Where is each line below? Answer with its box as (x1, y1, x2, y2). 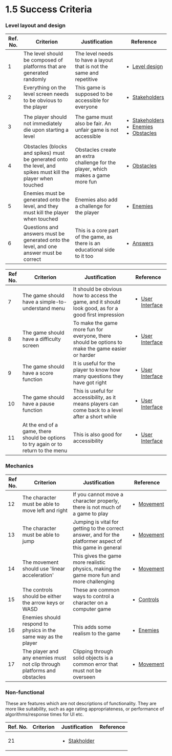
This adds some (73, 623, 112, 630)
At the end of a (22, 421, 58, 428)
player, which (75, 166, 107, 173)
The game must (75, 114, 113, 121)
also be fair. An (75, 120, 112, 127)
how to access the (73, 292, 118, 299)
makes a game (75, 172, 110, 179)
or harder (73, 352, 96, 359)
